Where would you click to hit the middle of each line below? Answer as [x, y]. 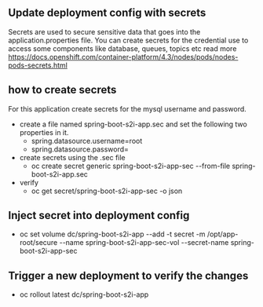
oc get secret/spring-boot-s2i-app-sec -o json [107, 191]
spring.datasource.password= [80, 149]
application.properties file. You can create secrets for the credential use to [128, 40]
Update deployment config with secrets [107, 13]
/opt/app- [223, 234]
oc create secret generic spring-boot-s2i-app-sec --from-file [131, 166]
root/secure [38, 243]
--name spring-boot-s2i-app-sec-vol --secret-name [144, 243]
